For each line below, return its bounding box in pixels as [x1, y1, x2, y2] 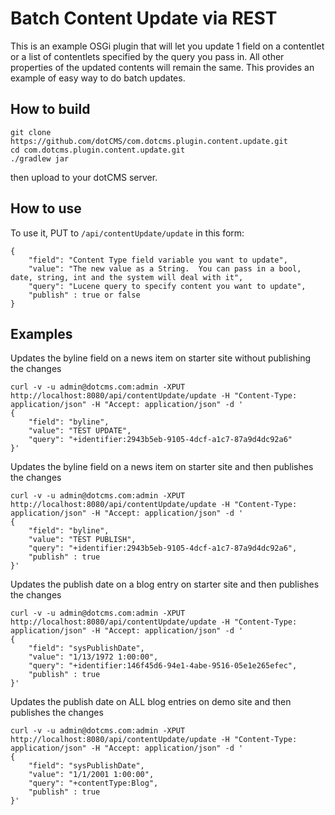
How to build [10, 101, 91, 118]
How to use [10, 200, 82, 217]
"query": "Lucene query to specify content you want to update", [28, 281, 307, 291]
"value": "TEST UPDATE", [28, 426, 132, 436]
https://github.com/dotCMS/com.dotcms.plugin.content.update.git [10, 136, 288, 146]
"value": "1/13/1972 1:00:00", [28, 652, 159, 662]
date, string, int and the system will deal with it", [10, 272, 244, 282]
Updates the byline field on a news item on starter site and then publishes [10, 461, 314, 473]
